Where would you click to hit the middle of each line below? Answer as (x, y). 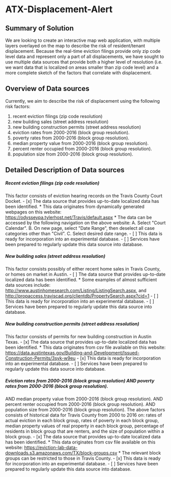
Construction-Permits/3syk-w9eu (40, 358)
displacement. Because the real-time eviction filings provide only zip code (83, 51)
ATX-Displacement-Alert (59, 9)
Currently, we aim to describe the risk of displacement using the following (83, 101)
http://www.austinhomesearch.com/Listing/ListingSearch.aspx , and (76, 290)
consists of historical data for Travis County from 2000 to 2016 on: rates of (84, 415)
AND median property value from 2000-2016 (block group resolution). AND (84, 399)
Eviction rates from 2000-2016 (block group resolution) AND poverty (80, 380)
